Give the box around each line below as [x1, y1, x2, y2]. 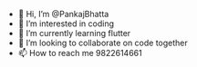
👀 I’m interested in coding [17, 18, 115, 29]
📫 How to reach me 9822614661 [17, 48, 143, 58]
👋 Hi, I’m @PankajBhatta [17, 9, 109, 19]
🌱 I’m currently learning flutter [17, 28, 131, 38]
